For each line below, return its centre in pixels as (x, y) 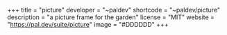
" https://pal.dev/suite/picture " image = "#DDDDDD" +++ (88, 24)
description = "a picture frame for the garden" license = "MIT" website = (111, 17)
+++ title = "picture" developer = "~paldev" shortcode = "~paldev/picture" (114, 10)
